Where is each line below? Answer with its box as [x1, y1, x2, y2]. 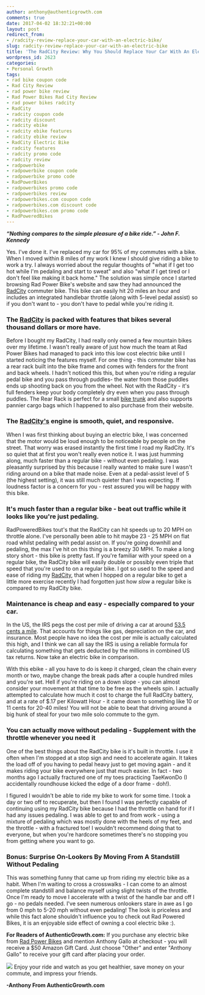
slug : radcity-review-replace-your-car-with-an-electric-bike [6, 43, 168, 49]
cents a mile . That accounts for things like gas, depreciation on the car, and [6, 628, 196, 635]
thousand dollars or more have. [6, 323, 101, 331]
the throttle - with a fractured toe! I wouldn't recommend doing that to [6, 824, 182, 831]
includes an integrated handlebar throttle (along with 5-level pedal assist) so [6, 294, 198, 301]
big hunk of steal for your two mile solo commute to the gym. [6, 711, 160, 718]
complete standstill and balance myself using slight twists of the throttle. [6, 886, 189, 894]
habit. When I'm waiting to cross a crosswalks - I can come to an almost [6, 880, 187, 888]
